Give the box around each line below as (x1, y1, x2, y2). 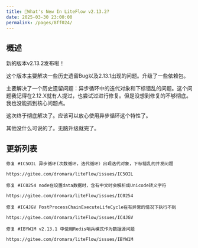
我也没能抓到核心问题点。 (6, 100, 69, 107)
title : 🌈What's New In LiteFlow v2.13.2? (6, 8, 110, 15)
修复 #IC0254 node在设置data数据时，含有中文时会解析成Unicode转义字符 (6, 182, 167, 188)
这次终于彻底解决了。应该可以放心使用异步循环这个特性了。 (6, 112, 151, 119)
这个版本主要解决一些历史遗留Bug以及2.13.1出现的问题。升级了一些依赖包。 (6, 72, 189, 80)
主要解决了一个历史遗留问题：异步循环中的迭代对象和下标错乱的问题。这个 (6, 85, 187, 92)
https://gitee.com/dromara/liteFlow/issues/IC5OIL (6, 171, 134, 177)
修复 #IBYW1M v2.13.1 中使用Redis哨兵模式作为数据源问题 (6, 226, 135, 232)
